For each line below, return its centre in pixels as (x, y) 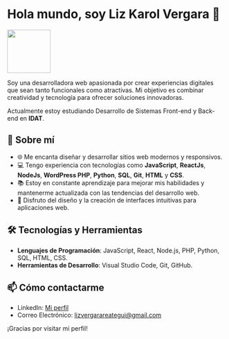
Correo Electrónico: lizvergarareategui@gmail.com (89, 315)
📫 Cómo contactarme (56, 287)
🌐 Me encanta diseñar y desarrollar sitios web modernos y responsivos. (120, 157)
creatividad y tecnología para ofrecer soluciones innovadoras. (96, 97)
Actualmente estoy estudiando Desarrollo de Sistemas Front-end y (102, 111)
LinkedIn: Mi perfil (43, 308)
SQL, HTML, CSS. (42, 258)
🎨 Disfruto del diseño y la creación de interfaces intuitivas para (107, 200)
